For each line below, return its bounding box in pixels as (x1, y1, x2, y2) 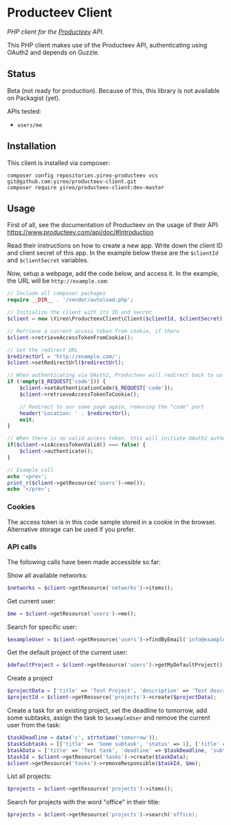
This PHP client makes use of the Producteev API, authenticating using (7, 41, 208, 49)
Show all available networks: (7, 571, 88, 579)
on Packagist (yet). (7, 94, 60, 102)
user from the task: (7, 721, 61, 729)
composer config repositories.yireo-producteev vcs (7, 172, 158, 179)
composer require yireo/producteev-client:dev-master (7, 184, 165, 191)
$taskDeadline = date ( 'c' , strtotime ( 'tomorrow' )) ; (7, 734, 158, 741)
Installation (7, 140, 56, 152)
